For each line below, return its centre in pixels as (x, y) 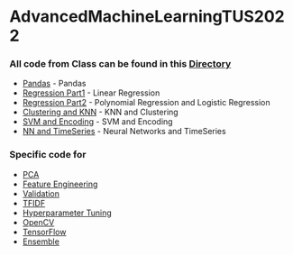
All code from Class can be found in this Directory (120, 64)
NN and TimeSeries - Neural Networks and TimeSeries (124, 132)
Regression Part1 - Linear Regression (91, 93)
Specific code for (48, 155)
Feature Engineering (60, 184)
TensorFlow (44, 232)
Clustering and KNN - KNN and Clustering (100, 112)
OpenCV (38, 222)
